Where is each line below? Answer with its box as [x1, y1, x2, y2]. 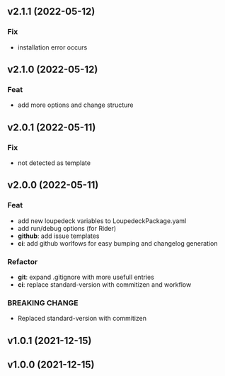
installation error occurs [17, 42, 88, 52]
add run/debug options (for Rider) [17, 224, 117, 232]
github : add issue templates [17, 232, 100, 240]
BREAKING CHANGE [7, 297, 79, 307]
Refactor [7, 256, 38, 266]
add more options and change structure [17, 101, 134, 109]
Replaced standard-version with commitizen [17, 314, 147, 323]
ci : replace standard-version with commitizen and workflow [17, 280, 192, 289]
